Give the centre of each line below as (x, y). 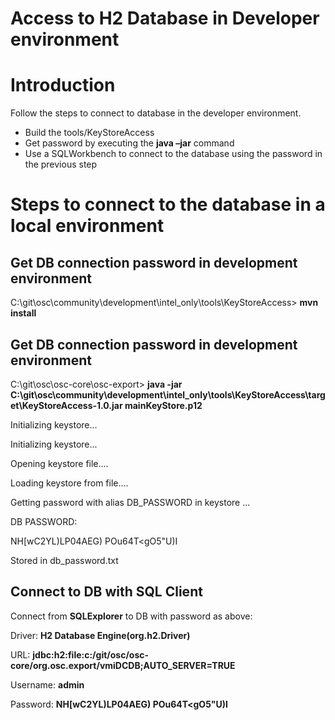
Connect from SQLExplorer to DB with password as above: (131, 616)
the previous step (61, 164)
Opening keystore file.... (59, 463)
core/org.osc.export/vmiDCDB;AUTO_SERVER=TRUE (123, 665)
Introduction (63, 85)
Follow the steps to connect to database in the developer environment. (156, 113)
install (23, 313)
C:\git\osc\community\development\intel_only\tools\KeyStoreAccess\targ (168, 394)
